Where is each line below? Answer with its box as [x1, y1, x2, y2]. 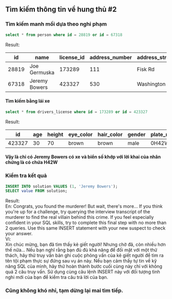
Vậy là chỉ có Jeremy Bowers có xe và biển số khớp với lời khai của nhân [5, 154, 161, 160]
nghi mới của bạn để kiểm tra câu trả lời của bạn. [5, 274, 109, 281]
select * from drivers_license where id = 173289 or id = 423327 [5, 109, 148, 115]
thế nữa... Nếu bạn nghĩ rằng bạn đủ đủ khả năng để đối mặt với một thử [5, 247, 158, 253]
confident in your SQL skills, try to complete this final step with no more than [5, 219, 167, 226]
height [47, 130, 63, 138]
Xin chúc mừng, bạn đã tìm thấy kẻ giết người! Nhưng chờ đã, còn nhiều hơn [5, 241, 166, 248]
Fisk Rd [137, 65, 155, 72]
